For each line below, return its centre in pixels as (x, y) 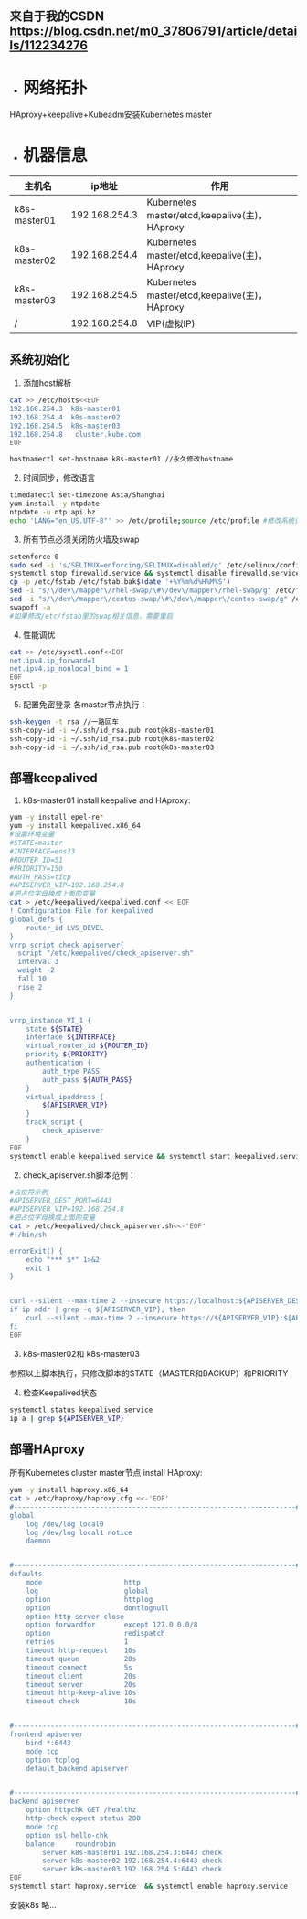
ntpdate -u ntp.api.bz (53, 512)
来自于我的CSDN (57, 16)
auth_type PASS (71, 1071)
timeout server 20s (81, 1684)
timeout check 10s (81, 1702)
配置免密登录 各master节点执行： (85, 705)
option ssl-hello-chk (67, 1835)
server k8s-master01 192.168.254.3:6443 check (132, 1852)
